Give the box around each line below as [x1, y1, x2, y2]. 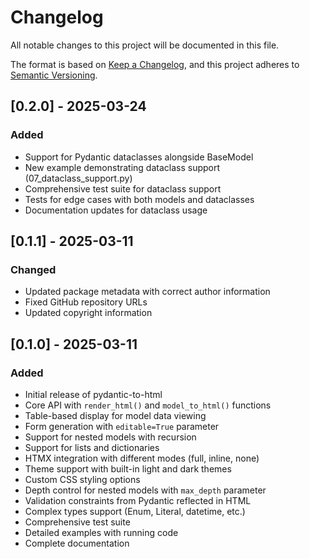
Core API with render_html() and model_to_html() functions [24, 399, 272, 411]
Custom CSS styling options [24, 474, 141, 485]
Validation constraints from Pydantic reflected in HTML [24, 495, 252, 506]
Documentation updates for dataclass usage [24, 204, 208, 216]
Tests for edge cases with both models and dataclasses [24, 193, 255, 205]
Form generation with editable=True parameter [24, 421, 220, 432]
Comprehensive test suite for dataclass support [24, 182, 222, 195]
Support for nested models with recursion [24, 431, 197, 443]
